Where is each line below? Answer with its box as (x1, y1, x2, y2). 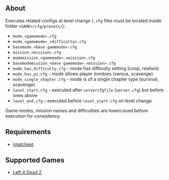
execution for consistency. (5, 113, 61, 119)
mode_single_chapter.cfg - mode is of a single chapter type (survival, (12, 76, 159, 82)
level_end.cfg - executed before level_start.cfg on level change (12, 98, 152, 104)
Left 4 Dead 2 (12, 169, 42, 175)
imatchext (12, 141, 34, 147)
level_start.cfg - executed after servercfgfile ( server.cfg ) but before (12, 86, 164, 93)
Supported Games (5, 156, 65, 165)
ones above (12, 92, 38, 98)
